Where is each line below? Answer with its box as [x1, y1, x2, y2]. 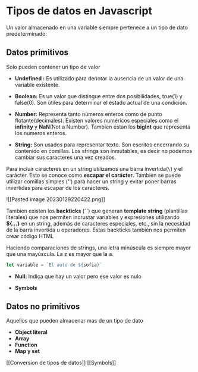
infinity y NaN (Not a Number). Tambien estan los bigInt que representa [14, 123, 191, 130]
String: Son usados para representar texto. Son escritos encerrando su [14, 141, 190, 148]
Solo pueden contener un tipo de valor [6, 63, 100, 70]
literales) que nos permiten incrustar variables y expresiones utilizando [6, 213, 180, 221]
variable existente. [14, 81, 60, 88]
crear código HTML [6, 232, 54, 239]
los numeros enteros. [14, 129, 67, 136]
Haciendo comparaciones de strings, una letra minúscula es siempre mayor [6, 244, 191, 251]
